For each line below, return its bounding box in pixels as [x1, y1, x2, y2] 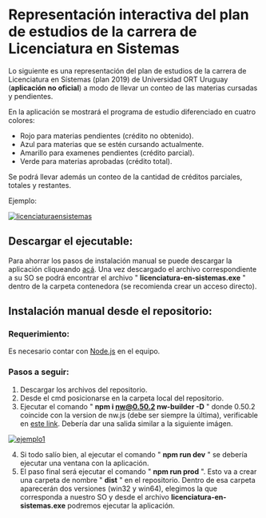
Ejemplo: [8, 196, 38, 205]
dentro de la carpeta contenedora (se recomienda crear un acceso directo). [8, 281, 257, 291]
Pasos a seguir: [8, 366, 69, 377]
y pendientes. [8, 91, 54, 101]
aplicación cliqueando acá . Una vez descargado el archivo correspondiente [8, 264, 257, 273]
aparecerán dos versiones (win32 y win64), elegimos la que [19, 484, 218, 493]
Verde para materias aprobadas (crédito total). [19, 156, 173, 165]
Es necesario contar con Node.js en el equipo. [8, 346, 161, 357]
